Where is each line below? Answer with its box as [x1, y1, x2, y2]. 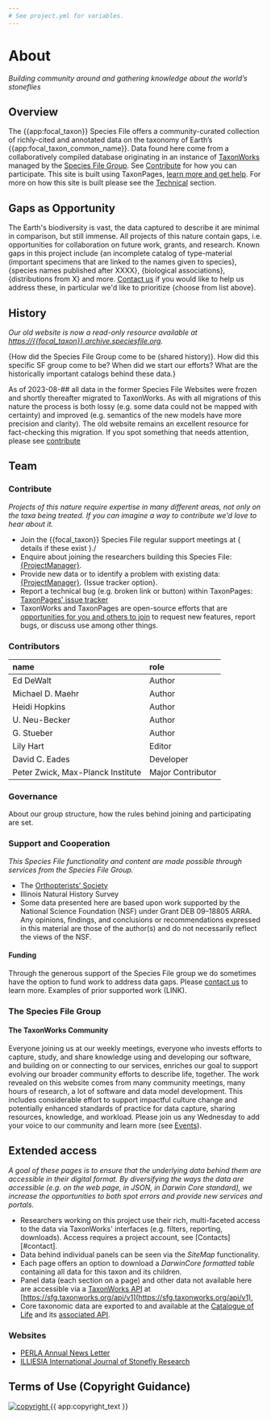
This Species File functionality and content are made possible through [8, 856, 243, 866]
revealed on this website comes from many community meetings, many [8, 1078, 246, 1087]
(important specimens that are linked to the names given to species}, [8, 257, 237, 267]
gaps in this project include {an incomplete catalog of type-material [8, 248, 232, 258]
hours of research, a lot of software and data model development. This [8, 1086, 244, 1096]
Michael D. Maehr [12, 687, 79, 699]
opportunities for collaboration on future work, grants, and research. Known [8, 240, 261, 250]
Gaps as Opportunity [8, 201, 115, 215]
